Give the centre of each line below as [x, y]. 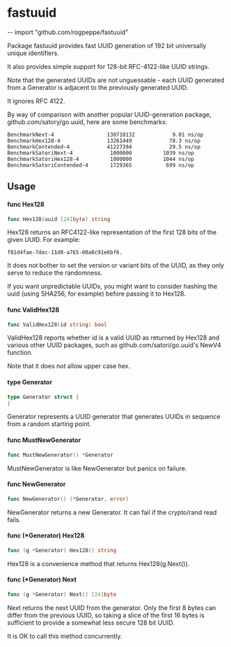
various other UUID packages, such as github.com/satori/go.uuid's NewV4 [114, 345]
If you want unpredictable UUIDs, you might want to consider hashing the [112, 287]
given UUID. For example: [44, 240]
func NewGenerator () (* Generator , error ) [68, 499]
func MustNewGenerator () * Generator [60, 455]
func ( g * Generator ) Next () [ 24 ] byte [62, 594]
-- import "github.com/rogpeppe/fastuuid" [68, 32]
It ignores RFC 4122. [36, 101]
